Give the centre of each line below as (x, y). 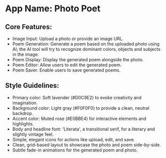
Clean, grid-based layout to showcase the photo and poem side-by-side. (86, 145)
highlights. (23, 123)
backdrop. (23, 113)
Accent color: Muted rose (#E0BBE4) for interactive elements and (79, 118)
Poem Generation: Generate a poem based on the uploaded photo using (86, 44)
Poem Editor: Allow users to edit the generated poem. (67, 65)
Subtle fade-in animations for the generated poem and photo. (75, 150)
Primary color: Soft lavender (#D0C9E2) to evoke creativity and (77, 97)
